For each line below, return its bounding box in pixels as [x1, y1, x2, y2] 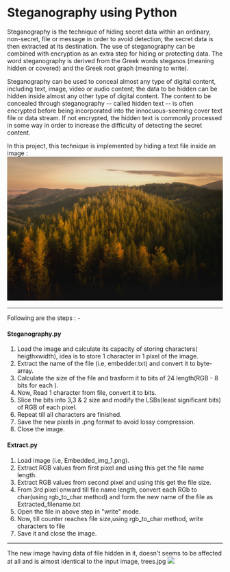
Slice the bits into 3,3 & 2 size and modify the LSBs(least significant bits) [16, 396, 221, 404]
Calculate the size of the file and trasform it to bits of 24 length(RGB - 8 [16, 374, 219, 382]
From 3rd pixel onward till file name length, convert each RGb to [16, 485, 197, 494]
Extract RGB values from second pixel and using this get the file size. [16, 478, 212, 486]
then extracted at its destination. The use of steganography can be [7, 42, 196, 50]
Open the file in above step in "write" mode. [16, 507, 141, 516]
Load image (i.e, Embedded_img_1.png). [16, 456, 130, 464]
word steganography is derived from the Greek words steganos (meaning [7, 56, 214, 65]
